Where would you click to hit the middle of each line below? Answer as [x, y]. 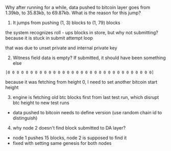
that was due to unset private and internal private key [61, 48]
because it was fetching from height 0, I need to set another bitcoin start [81, 82]
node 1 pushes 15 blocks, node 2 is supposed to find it [70, 138]
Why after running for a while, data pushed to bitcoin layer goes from [78, 7]
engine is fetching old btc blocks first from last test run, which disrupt [86, 97]
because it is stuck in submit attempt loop [49, 38]
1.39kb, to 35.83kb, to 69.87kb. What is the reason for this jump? [73, 13]
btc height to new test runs [41, 103]
